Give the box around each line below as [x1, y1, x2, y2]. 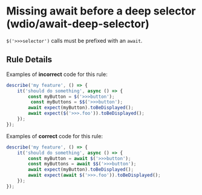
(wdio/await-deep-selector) [6, 17, 149, 31]
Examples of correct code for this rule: [6, 132, 103, 139]
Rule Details [6, 54, 53, 65]
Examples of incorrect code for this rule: [6, 71, 108, 78]
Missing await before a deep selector [6, 4, 197, 18]
